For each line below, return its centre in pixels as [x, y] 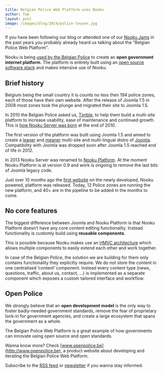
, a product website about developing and [103, 350]
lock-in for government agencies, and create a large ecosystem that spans [80, 316]
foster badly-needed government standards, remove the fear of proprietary [81, 311]
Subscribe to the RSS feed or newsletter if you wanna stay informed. [74, 365]
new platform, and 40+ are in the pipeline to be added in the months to [76, 190]
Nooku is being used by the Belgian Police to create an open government [79, 57]
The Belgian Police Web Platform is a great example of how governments [79, 331]
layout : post [18, 19]
